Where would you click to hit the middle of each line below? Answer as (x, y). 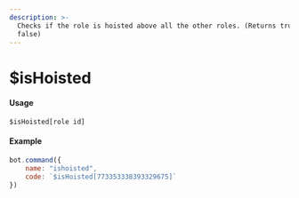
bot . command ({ (36, 160)
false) (29, 34)
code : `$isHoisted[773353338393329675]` (101, 177)
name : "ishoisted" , (61, 168)
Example (26, 141)
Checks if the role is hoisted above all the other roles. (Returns (147, 26)
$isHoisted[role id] (48, 122)
